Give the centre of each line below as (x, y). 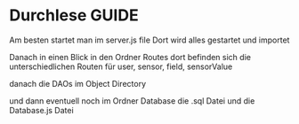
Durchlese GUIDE (74, 15)
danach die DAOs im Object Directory (78, 83)
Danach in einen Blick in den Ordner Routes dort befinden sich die (130, 57)
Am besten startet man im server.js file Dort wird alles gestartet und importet (149, 40)
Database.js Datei (41, 110)
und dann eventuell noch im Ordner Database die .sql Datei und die (132, 101)
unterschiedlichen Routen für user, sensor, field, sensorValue (121, 66)
